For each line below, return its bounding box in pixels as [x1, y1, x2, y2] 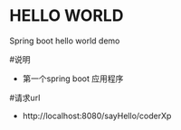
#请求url [9, 92, 41, 103]
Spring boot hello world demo [9, 35, 120, 46]
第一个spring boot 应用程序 [22, 73, 124, 84]
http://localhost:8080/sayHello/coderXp [22, 110, 172, 121]
